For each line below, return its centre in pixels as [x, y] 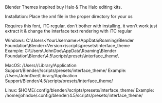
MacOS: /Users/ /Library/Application [41, 65]
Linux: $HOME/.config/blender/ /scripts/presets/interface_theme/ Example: [80, 90]
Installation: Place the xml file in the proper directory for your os [69, 16]
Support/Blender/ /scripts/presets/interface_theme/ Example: [66, 70]
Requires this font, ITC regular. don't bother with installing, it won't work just [81, 26]
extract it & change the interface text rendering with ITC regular [69, 31]
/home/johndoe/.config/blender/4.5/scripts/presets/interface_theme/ [74, 95]
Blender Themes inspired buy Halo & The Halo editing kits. [63, 7]
